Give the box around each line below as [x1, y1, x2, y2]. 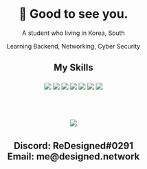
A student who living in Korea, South [22, 29, 125, 37]
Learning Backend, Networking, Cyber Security [6, 42, 141, 50]
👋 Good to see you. [19, 6, 128, 22]
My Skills [53, 62, 94, 74]
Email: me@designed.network [7, 151, 140, 162]
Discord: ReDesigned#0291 [13, 140, 134, 151]
